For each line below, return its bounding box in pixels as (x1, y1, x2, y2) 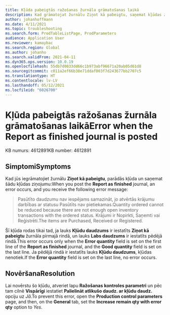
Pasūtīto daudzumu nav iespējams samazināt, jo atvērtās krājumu (17, 196, 155, 203)
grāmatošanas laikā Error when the (5, 120, 153, 132)
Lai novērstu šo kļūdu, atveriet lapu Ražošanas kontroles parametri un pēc (5, 283, 162, 289)
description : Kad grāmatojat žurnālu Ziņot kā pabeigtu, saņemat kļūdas (5, 12, 162, 17)
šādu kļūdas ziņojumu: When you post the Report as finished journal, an (5, 181, 155, 187)
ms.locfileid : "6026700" (5, 87, 58, 93)
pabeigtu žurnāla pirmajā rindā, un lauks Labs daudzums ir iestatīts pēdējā (5, 233, 162, 239)
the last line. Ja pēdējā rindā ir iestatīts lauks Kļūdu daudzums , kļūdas (5, 249, 152, 255)
